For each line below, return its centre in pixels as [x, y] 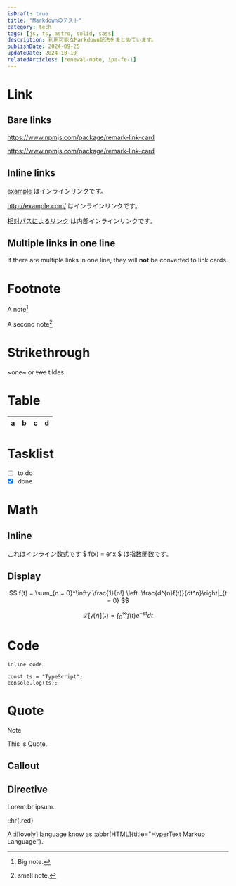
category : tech [29, 27]
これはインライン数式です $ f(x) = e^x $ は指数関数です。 [90, 554]
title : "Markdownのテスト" [45, 20]
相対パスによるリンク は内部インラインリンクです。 [82, 221]
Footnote [34, 289]
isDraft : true [28, 14]
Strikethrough [49, 352]
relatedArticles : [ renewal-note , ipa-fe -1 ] [72, 60]
